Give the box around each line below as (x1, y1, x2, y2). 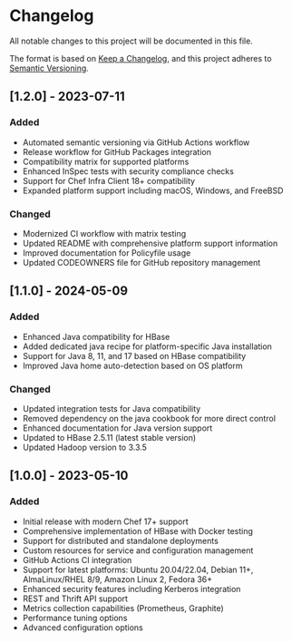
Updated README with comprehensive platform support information (22, 238, 278, 248)
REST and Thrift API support (22, 593, 129, 604)
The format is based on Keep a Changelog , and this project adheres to (9, 53, 272, 63)
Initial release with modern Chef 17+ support (22, 516, 189, 527)
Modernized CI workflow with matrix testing (22, 228, 187, 238)
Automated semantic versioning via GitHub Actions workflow (22, 137, 250, 148)
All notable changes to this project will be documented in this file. (9, 35, 254, 46)
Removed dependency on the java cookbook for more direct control (22, 413, 277, 423)
